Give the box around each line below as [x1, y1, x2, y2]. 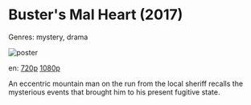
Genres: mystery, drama [8, 32, 88, 42]
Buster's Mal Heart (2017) [8, 6, 183, 24]
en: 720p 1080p [8, 63, 60, 73]
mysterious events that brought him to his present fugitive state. [8, 87, 220, 97]
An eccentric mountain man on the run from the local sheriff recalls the [8, 79, 244, 88]
